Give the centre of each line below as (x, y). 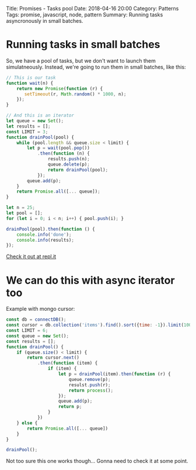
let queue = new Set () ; (35, 121)
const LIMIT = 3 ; (27, 132)
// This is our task (31, 78)
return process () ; (91, 390)
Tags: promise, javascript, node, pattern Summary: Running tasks (85, 15)
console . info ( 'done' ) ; (44, 234)
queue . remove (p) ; (90, 379)
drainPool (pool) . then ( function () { (50, 229)
